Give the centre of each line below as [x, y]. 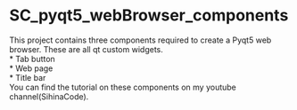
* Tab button [32, 59]
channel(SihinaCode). [49, 96]
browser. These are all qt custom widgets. [86, 49]
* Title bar [28, 77]
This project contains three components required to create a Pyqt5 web [140, 40]
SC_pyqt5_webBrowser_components [149, 16]
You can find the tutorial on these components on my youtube [123, 87]
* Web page [31, 68]
